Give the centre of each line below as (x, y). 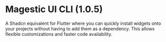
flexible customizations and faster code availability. (59, 34)
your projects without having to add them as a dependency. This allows (80, 28)
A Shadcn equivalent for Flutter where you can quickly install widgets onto (83, 23)
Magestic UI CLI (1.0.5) (54, 9)
